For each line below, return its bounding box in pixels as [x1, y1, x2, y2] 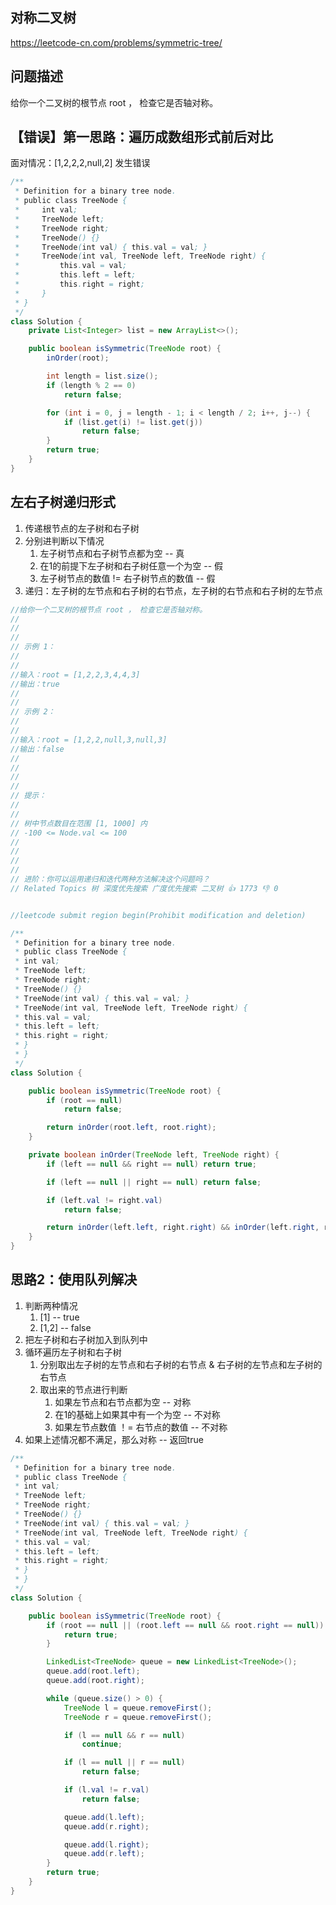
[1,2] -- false [39, 1321, 92, 1333]
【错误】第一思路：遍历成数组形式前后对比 [10, 129, 273, 146]
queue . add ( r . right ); [63, 1821, 150, 1832]
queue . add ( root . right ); [46, 1676, 145, 1686]
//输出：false [10, 744, 65, 754]
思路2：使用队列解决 [10, 1271, 138, 1288]
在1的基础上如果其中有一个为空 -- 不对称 [54, 1408, 221, 1420]
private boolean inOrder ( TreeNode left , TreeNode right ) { [28, 1150, 280, 1160]
